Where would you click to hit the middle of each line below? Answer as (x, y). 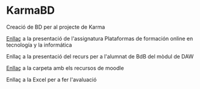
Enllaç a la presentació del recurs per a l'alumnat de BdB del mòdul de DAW (100, 56)
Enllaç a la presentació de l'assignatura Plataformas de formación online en (100, 38)
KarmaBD (31, 10)
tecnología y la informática (39, 45)
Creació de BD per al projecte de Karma (56, 27)
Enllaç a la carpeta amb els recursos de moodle (65, 68)
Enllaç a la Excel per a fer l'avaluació (52, 79)
